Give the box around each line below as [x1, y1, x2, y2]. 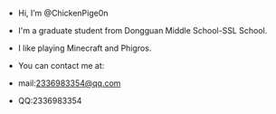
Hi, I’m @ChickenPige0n [17, 8, 109, 18]
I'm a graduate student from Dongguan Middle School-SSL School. [17, 25, 268, 35]
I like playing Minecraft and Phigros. [17, 43, 152, 53]
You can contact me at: [17, 61, 105, 71]
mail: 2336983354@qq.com [17, 78, 121, 89]
